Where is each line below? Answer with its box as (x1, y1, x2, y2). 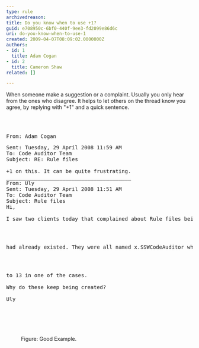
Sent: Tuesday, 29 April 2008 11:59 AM (6, 144, 122, 151)
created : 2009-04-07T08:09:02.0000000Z (6, 36, 105, 42)
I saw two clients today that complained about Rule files (6, 215, 182, 222)
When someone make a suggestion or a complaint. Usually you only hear (6, 91, 185, 98)
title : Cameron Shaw (11, 64, 62, 70)
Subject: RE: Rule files (6, 156, 78, 163)
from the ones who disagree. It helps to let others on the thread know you (6, 98, 186, 105)
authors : (6, 42, 28, 48)
